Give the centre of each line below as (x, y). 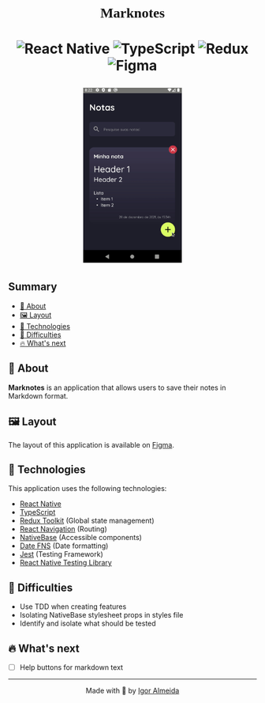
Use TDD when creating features (73, 607)
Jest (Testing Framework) (62, 554)
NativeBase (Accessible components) (80, 538)
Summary (33, 287)
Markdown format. (38, 395)
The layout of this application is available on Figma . (91, 444)
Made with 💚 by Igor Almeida (132, 691)
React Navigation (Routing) (63, 529)
